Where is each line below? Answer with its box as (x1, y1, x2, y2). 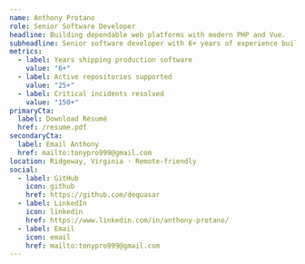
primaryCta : (9, 106, 54, 115)
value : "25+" (25, 81, 75, 90)
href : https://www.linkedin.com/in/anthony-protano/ (25, 215, 230, 225)
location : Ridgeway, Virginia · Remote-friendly (9, 156, 197, 166)
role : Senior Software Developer (9, 22, 136, 31)
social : (9, 165, 39, 174)
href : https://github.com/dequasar (25, 191, 161, 200)
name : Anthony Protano (9, 13, 95, 23)
